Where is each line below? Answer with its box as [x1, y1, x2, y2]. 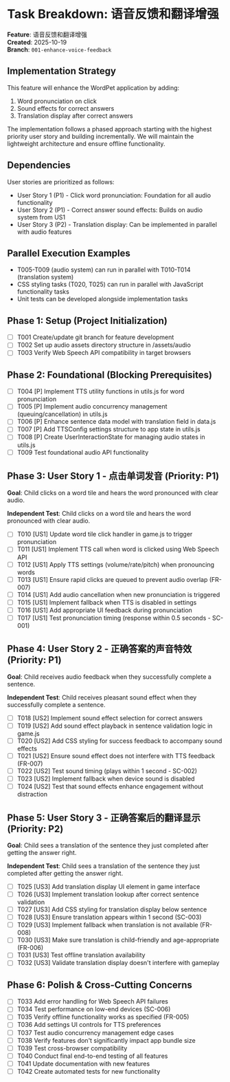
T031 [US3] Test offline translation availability [16, 951, 146, 960]
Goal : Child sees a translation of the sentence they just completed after [7, 841, 209, 850]
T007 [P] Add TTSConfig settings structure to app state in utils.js [16, 425, 200, 433]
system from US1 [16, 213, 66, 221]
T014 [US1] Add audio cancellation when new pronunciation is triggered [16, 590, 220, 598]
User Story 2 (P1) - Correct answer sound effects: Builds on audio [16, 206, 203, 214]
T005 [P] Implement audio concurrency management [16, 402, 168, 411]
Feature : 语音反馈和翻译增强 [7, 30, 87, 39]
